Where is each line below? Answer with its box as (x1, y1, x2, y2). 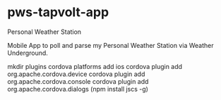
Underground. (7, 49, 48, 57)
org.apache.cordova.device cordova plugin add (7, 70, 145, 78)
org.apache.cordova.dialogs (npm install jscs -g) (7, 85, 148, 93)
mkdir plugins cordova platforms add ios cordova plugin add (7, 62, 182, 70)
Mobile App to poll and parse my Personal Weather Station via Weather (7, 41, 214, 49)
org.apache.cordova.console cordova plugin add (7, 77, 149, 85)
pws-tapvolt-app (7, 4, 109, 20)
